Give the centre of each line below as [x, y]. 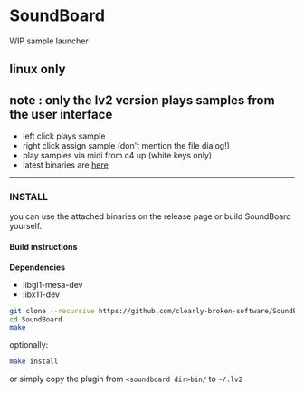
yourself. [26, 226]
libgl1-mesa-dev [52, 284]
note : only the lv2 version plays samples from [142, 100]
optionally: [29, 345]
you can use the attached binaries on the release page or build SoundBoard [150, 216]
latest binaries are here [65, 165]
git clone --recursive [52, 311]
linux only [38, 69]
